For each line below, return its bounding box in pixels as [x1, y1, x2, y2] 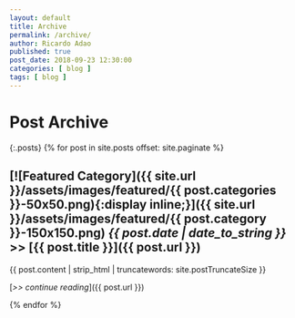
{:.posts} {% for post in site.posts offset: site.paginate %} [9, 142, 225, 153]
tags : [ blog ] [9, 73, 67, 82]
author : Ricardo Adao [9, 38, 92, 48]
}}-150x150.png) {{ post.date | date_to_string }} [9, 225, 287, 241]
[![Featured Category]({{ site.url [9, 169, 197, 184]
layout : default [9, 13, 71, 23]
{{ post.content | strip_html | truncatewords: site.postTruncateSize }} [9, 263, 267, 274]
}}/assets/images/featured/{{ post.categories [9, 183, 277, 199]
